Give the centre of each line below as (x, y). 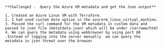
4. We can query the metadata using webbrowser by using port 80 (73, 32)
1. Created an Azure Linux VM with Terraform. (53, 16)
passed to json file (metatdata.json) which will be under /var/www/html (82, 28)
